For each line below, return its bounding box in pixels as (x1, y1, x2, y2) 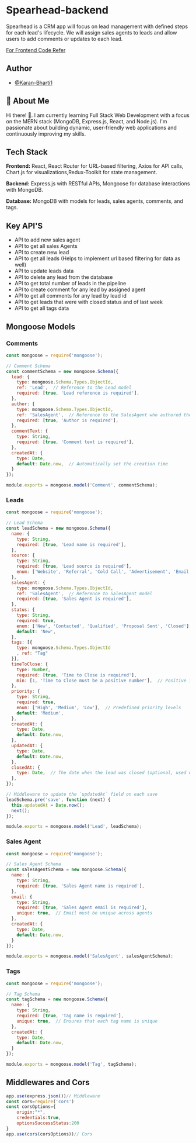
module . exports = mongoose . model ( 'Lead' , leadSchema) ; (6, 824, 142, 830)
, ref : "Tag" (16, 650, 48, 657)
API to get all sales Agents (14, 243, 78, 250)
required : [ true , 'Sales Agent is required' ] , (16, 596, 132, 602)
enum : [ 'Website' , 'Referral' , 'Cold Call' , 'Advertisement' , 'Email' (16, 569, 192, 575)
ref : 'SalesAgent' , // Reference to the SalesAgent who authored (16, 412, 181, 418)
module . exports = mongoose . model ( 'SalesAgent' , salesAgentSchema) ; (6, 954, 174, 959)
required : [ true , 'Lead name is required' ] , (16, 541, 127, 547)
